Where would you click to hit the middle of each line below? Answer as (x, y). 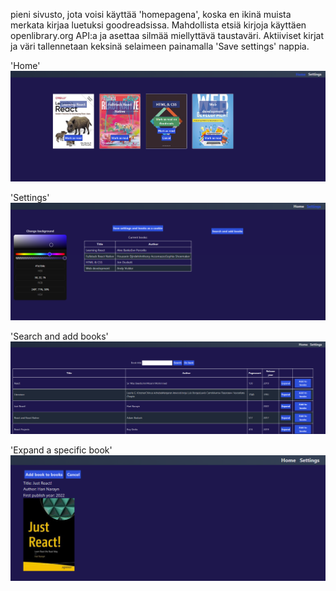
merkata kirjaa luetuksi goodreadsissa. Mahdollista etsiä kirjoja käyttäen (158, 25)
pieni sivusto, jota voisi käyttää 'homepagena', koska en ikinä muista (151, 14)
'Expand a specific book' (61, 450)
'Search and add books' (59, 336)
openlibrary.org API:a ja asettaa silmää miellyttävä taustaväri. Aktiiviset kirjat (167, 35)
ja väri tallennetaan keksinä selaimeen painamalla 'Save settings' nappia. (160, 46)
